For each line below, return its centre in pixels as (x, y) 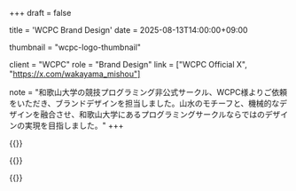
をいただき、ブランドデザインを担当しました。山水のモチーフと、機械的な (144, 103)
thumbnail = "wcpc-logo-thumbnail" (75, 47)
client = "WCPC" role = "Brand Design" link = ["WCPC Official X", (129, 64)
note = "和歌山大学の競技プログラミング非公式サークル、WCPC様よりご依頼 (148, 92)
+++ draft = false (40, 13)
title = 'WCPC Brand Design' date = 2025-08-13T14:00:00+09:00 (129, 30)
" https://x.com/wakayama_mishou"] (75, 74)
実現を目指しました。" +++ (74, 125)
